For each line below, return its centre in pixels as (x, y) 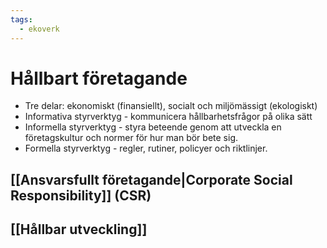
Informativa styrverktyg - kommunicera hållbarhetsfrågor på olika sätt (168, 117)
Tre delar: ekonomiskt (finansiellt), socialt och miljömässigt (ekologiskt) (171, 106)
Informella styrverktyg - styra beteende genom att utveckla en (153, 127)
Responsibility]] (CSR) (81, 195)
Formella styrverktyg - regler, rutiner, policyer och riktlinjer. (146, 148)
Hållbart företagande (99, 78)
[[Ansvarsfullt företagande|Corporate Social (151, 179)
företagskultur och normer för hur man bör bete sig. (131, 138)
